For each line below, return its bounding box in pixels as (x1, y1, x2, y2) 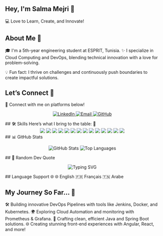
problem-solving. (5, 60, 40, 65)
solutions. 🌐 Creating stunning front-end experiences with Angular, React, (5, 221, 154, 227)
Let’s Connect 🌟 (5, 89, 54, 97)
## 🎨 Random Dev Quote (5, 155, 55, 161)
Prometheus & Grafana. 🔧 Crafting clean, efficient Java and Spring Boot (5, 216, 149, 222)
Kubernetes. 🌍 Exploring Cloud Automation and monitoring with (5, 209, 135, 215)
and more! (5, 227, 26, 233)
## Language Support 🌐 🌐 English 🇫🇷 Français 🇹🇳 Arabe (5, 174, 124, 180)
